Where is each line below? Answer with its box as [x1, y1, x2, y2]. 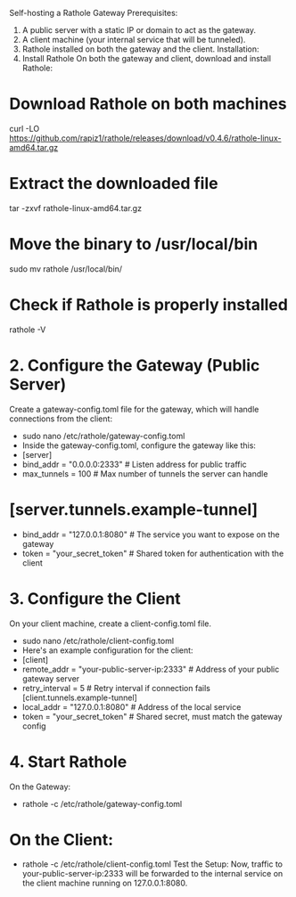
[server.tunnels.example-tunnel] [9, 499, 259, 519]
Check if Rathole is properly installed [9, 295, 288, 314]
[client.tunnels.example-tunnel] [21, 692, 138, 703]
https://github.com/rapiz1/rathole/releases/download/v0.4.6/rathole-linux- [9, 133, 282, 143]
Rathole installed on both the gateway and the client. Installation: [21, 44, 260, 54]
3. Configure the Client [9, 588, 181, 608]
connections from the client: [9, 413, 113, 424]
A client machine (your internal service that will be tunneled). [21, 35, 246, 45]
